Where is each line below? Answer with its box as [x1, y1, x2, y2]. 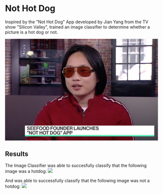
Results [5, 150, 29, 158]
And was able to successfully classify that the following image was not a [5, 178, 150, 184]
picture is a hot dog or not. [5, 29, 58, 35]
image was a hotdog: [5, 168, 47, 174]
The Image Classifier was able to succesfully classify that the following [5, 163, 147, 168]
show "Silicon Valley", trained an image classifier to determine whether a [5, 24, 150, 30]
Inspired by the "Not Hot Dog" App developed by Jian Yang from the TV [5, 19, 149, 25]
